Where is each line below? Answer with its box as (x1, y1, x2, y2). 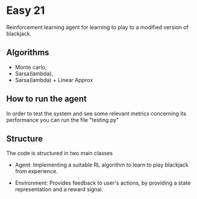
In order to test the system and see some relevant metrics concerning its (6, 110, 187, 117)
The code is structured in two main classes (6, 150, 113, 157)
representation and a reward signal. (14, 186, 104, 193)
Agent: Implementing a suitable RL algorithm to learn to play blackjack (14, 161, 189, 169)
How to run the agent (6, 94, 87, 104)
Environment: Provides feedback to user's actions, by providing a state (14, 179, 191, 187)
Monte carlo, (14, 63, 47, 71)
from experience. (14, 168, 58, 175)
